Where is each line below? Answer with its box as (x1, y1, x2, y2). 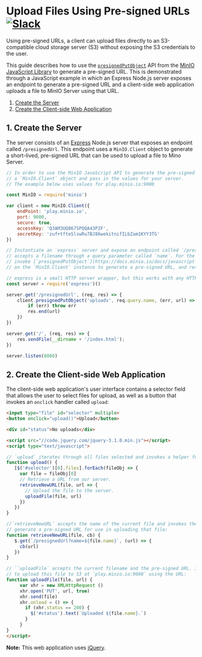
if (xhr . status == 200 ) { (25, 605, 90, 611)
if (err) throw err (28, 303, 77, 309)
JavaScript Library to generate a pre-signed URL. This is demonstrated (6, 68, 182, 75)
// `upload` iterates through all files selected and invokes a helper (6, 454, 189, 460)
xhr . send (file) (19, 594, 58, 600)
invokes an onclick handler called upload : (6, 399, 109, 406)
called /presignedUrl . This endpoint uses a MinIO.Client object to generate (6, 145, 194, 152)
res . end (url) (28, 309, 61, 315)
